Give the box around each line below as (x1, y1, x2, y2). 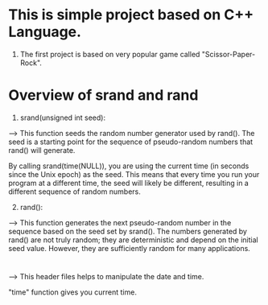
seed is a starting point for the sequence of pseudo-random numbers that (8, 137, 254, 146)
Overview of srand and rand (8, 86, 199, 105)
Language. (8, 23, 82, 41)
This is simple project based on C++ (8, 6, 254, 24)
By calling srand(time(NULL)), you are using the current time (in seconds (8, 161, 249, 171)
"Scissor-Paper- (201, 49, 256, 59)
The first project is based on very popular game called (19, 49, 200, 59)
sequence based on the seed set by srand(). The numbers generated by (8, 226, 248, 236)
